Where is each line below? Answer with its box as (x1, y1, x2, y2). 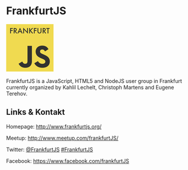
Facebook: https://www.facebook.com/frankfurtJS (6, 157, 129, 164)
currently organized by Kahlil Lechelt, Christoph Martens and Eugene (6, 84, 174, 91)
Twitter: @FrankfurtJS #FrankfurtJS (6, 146, 93, 153)
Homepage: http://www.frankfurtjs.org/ (6, 123, 102, 130)
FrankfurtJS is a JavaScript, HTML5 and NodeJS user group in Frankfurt (6, 77, 182, 84)
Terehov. (6, 90, 28, 97)
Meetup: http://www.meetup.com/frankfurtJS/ (6, 134, 119, 142)
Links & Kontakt (6, 107, 65, 117)
